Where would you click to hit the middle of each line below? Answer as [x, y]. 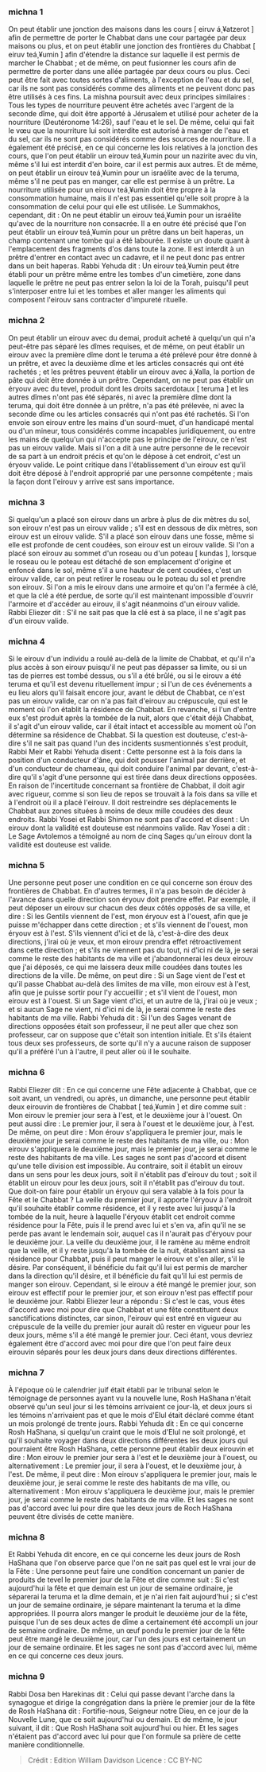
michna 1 [26, 12]
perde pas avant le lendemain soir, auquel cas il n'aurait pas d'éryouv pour [130, 1233]
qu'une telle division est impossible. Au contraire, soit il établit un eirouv [126, 1166]
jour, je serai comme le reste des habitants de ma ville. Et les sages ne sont [131, 1500]
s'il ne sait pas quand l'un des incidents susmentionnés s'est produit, [135, 743]
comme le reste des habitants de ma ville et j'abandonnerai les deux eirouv [131, 959]
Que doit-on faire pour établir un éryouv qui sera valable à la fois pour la [126, 1191]
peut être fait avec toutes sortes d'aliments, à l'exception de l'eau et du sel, [131, 80]
